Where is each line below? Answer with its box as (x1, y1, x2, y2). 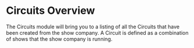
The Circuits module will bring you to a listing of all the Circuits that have (6, 23, 180, 30)
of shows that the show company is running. (6, 35, 112, 42)
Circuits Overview (6, 4, 95, 17)
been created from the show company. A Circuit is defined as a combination (6, 29, 189, 36)
